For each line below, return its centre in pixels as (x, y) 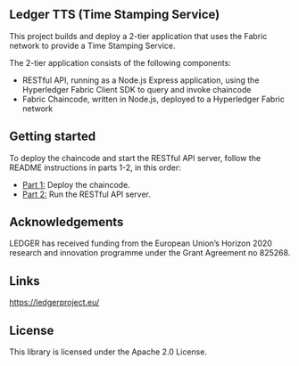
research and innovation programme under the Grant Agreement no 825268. (150, 253)
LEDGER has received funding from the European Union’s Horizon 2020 (141, 243)
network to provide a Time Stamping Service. (92, 45)
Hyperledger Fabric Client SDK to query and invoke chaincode (137, 89)
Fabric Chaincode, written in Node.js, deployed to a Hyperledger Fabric (154, 99)
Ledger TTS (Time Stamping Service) (115, 15)
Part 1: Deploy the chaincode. (76, 184)
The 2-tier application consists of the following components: (120, 62)
